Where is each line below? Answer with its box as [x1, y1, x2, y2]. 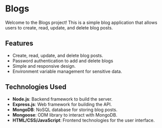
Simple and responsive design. [12, 63, 76, 69]
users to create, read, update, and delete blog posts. [5, 24, 113, 30]
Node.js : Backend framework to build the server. [12, 96, 113, 102]
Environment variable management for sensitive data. [12, 68, 122, 74]
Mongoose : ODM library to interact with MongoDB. [12, 112, 118, 118]
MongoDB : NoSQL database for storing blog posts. [12, 107, 118, 113]
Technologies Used [5, 83, 66, 91]
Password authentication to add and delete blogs [12, 58, 114, 64]
